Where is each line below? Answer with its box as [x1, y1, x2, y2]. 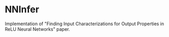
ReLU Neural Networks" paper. [5, 26, 70, 32]
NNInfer [5, 4, 40, 15]
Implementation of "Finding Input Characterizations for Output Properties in [5, 21, 164, 27]
